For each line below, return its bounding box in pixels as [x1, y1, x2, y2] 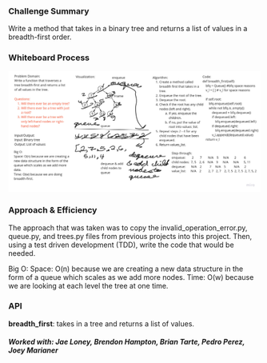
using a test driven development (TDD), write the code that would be [8, 240, 234, 249]
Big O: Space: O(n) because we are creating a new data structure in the [8, 264, 244, 273]
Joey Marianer [8, 345, 58, 355]
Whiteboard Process [8, 52, 90, 63]
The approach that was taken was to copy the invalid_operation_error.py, [8, 222, 248, 233]
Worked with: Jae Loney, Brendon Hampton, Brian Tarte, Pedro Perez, [8, 337, 245, 347]
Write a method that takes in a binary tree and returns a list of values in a [8, 24, 248, 34]
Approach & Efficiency [8, 205, 98, 216]
